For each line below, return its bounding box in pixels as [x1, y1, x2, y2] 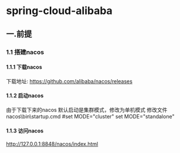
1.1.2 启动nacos [6, 92, 44, 99]
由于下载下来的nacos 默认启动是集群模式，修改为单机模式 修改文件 [6, 106, 168, 113]
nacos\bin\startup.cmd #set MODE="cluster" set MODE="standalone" [6, 113, 175, 120]
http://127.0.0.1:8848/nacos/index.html [6, 141, 99, 148]
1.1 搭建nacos [6, 48, 45, 56]
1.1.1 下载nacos [6, 63, 42, 71]
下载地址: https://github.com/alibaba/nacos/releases [6, 77, 133, 84]
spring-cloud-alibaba [6, 4, 113, 18]
